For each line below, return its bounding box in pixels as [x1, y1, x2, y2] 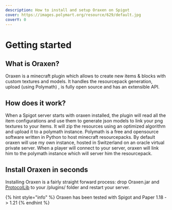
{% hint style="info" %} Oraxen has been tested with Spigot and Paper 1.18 [5, 194, 163, 200]
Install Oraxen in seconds [5, 165, 88, 174]
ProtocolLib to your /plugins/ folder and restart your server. [5, 184, 130, 190]
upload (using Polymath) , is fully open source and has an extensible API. [5, 84, 160, 90]
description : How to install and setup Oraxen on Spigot [5, 7, 130, 13]
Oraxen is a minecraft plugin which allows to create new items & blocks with [5, 73, 166, 79]
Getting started [5, 39, 72, 51]
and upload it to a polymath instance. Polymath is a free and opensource [5, 129, 159, 135]
